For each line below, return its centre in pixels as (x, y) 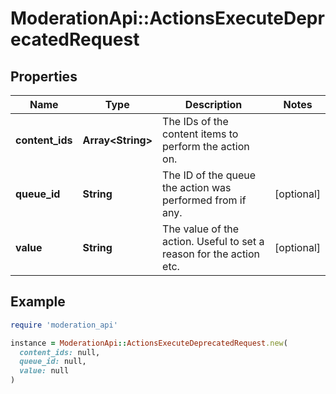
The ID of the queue (209, 175)
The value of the (201, 229)
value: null (44, 371)
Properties (44, 76)
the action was (197, 187)
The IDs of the (195, 121)
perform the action (206, 146)
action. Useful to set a (213, 241)
